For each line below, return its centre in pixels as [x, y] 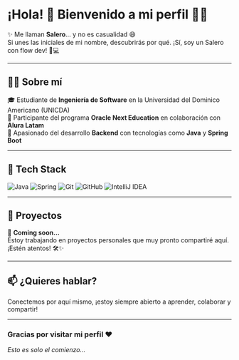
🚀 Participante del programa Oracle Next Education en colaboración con [114, 118]
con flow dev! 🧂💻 [33, 50]
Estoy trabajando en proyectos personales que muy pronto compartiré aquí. [118, 240]
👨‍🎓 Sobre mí [35, 82]
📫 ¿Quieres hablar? [52, 281]
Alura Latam [26, 125]
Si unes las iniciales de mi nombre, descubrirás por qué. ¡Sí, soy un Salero [116, 42]
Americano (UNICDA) [38, 110]
